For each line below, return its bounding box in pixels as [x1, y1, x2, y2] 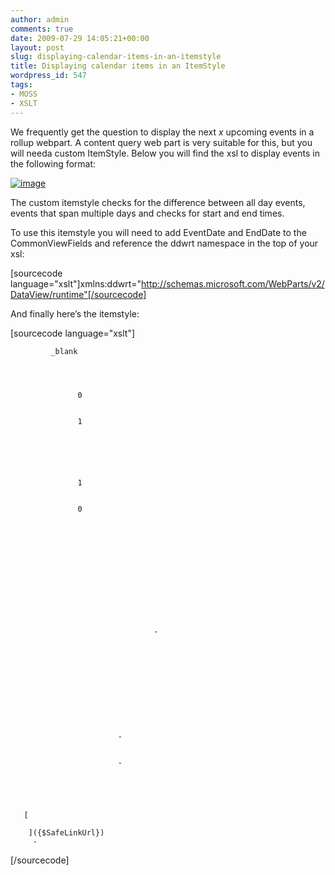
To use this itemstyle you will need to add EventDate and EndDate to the [10, 226, 307, 238]
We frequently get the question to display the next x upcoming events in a [10, 126, 315, 138]
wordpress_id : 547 [10, 71, 87, 81]
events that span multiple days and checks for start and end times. [10, 207, 285, 219]
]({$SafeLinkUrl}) [28, 827, 105, 838]
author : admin [10, 14, 70, 25]
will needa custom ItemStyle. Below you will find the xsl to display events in [10, 147, 320, 159]
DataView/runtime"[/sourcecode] [10, 288, 147, 300]
